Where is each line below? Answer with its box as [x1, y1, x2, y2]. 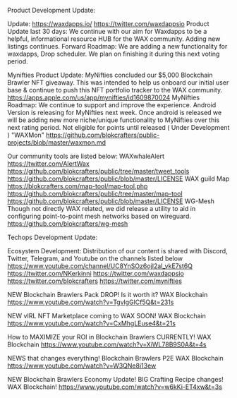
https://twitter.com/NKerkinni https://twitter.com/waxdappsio [7, 270, 185, 277]
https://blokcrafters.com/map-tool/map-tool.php [7, 182, 148, 190]
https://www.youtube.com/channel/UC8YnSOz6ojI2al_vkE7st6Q [7, 262, 193, 270]
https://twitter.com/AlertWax [7, 159, 90, 168]
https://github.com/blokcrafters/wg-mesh [7, 219, 128, 228]
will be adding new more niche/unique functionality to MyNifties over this [7, 116, 220, 124]
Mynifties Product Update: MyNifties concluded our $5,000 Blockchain [7, 71, 213, 79]
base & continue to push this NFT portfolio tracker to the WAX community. [7, 86, 223, 94]
